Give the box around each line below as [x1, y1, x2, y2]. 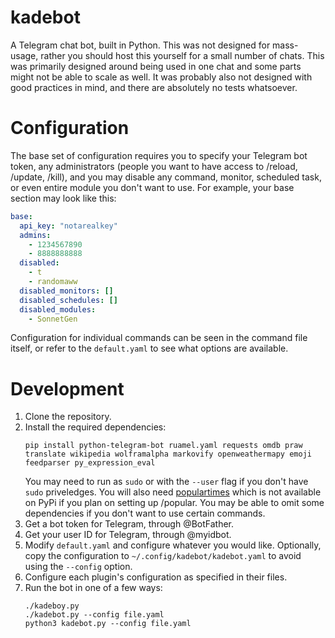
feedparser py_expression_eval [24, 458, 156, 468]
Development [10, 377, 125, 400]
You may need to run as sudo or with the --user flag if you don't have [24, 476, 309, 488]
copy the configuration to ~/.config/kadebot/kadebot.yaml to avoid [24, 550, 302, 562]
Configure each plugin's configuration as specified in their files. [24, 571, 288, 583]
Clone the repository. [24, 411, 112, 423]
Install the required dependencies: [24, 421, 167, 433]
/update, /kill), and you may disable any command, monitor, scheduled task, [10, 171, 322, 183]
